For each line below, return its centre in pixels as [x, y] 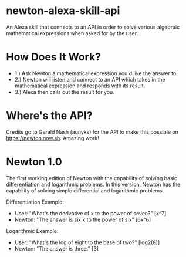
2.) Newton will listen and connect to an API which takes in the [90, 79]
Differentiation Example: [35, 202]
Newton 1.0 [34, 162]
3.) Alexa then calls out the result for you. [64, 92]
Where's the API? [49, 116]
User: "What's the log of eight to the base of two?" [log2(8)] [87, 242]
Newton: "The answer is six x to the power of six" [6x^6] [83, 219]
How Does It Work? [54, 57]
